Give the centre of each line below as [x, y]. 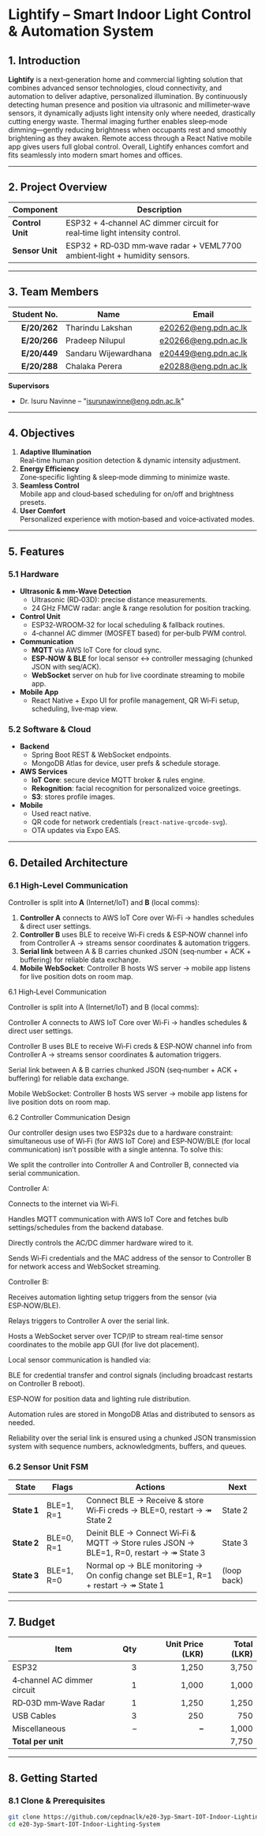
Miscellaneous [39, 1729]
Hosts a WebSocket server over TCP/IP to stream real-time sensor [116, 1336]
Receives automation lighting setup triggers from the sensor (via [112, 1297]
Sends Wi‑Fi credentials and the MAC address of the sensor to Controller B [130, 1258]
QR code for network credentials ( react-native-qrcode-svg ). [129, 822]
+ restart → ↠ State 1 [125, 1585]
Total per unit [38, 1742]
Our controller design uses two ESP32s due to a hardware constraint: [121, 1133]
